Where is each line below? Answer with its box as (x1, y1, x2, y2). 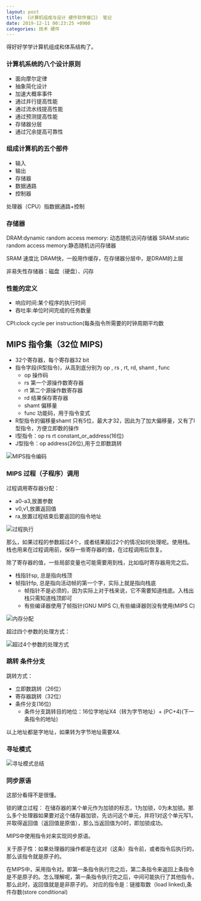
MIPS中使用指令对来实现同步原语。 (6, 832, 94, 840)
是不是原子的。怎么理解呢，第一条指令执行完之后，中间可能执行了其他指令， (6, 873, 197, 880)
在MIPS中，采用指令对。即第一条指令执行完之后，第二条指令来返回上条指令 (6, 866, 195, 873)
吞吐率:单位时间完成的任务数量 (15, 307, 91, 314)
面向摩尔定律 (15, 75, 47, 82)
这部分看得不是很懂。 (6, 791, 59, 798)
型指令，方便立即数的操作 (15, 425, 79, 432)
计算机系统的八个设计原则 (6, 60, 81, 69)
